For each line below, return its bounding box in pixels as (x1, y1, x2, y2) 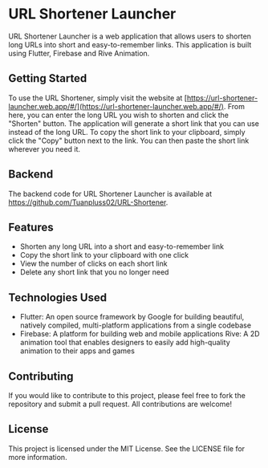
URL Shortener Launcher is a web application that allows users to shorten (8, 31, 251, 41)
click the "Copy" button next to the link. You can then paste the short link (8, 136, 250, 145)
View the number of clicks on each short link (19, 258, 168, 269)
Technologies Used (8, 291, 107, 304)
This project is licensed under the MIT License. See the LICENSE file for (8, 443, 246, 454)
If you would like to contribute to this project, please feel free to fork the (8, 391, 246, 400)
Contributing (8, 369, 74, 383)
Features (8, 220, 54, 234)
